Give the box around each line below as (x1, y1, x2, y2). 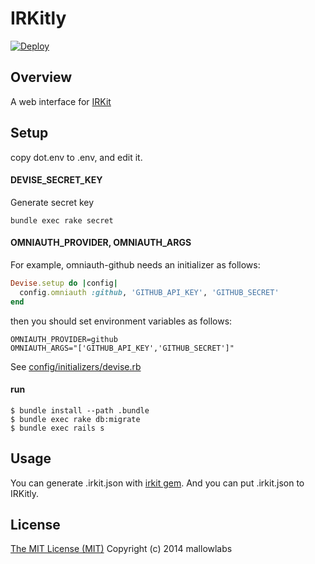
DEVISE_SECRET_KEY (10, 174, 103, 186)
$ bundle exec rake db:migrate (10, 414, 141, 424)
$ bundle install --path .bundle (10, 405, 150, 416)
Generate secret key (10, 196, 95, 208)
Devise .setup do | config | (10, 278, 118, 288)
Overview (10, 69, 73, 86)
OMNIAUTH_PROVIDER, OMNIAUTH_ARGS (10, 237, 192, 249)
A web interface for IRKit (10, 95, 112, 107)
